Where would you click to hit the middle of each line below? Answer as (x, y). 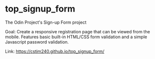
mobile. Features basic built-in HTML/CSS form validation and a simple (76, 37)
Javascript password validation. (37, 42)
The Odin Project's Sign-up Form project (46, 22)
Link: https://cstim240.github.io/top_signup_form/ (55, 51)
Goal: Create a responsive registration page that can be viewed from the (77, 31)
